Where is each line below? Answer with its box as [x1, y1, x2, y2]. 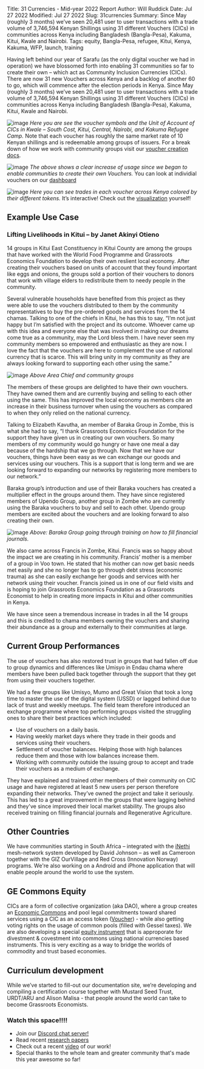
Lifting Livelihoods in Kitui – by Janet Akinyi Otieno [7, 231, 160, 239]
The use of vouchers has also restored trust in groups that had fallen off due [7, 657, 198, 664]
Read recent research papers [15, 1036, 89, 1043]
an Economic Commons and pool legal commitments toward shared [7, 909, 177, 916]
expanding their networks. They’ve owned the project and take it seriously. [7, 790, 194, 797]
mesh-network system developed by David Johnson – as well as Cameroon [7, 849, 195, 857]
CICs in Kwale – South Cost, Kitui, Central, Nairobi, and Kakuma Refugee [7, 126, 189, 133]
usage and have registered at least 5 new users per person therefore [7, 783, 178, 790]
